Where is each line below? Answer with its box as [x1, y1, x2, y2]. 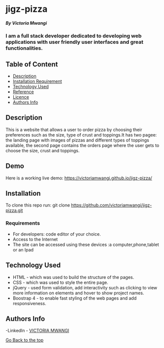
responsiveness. [12, 300, 46, 306]
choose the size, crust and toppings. [5, 147, 80, 153]
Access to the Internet [12, 236, 58, 242]
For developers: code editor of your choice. [12, 231, 101, 237]
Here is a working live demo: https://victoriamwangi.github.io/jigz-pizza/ [5, 175, 152, 181]
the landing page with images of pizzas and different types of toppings [5, 137, 149, 143]
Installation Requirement [12, 78, 62, 84]
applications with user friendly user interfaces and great [5, 38, 144, 45]
